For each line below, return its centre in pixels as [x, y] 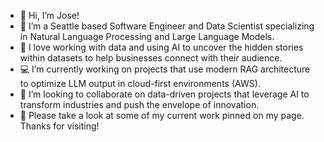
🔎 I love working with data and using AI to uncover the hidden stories [161, 47]
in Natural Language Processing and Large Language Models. [147, 36]
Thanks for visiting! [59, 126]
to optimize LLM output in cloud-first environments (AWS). [140, 83]
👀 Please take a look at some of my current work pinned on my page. [162, 115]
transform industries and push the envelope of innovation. [139, 104]
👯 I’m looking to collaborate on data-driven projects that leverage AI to [164, 94]
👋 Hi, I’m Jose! [49, 15]
